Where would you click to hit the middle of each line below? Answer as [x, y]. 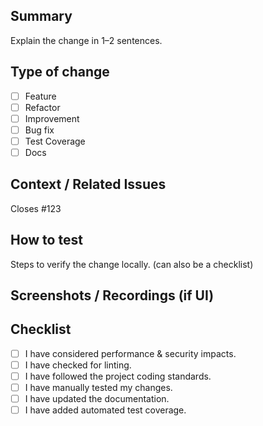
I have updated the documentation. [97, 399]
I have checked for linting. [78, 365]
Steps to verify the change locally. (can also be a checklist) [132, 264]
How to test [46, 240]
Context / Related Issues [88, 184]
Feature [40, 96]
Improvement [52, 118]
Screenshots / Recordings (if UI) [112, 295]
